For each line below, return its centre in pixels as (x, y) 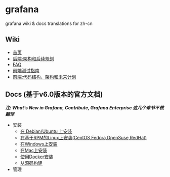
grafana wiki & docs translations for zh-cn (49, 23)
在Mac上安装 (34, 150)
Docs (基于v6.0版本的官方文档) (54, 94)
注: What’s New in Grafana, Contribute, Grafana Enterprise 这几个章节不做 (85, 107)
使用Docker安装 (36, 157)
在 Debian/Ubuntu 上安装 (46, 131)
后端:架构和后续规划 (33, 58)
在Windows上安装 (39, 144)
